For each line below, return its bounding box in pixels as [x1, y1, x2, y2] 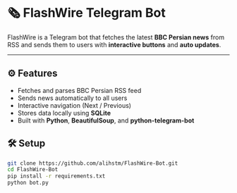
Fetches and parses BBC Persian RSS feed [17, 86, 142, 94]
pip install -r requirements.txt [7, 173, 106, 180]
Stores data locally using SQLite [17, 108, 111, 117]
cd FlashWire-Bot [7, 166, 59, 173]
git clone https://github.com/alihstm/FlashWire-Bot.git [7, 159, 178, 167]
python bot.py [7, 180, 49, 187]
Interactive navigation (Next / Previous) [17, 101, 132, 109]
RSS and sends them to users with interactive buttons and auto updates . [7, 40, 221, 49]
